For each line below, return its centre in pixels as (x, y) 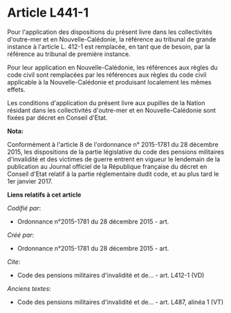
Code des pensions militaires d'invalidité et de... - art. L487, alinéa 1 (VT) (120, 302)
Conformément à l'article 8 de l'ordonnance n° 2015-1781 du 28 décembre (113, 144)
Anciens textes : (29, 288)
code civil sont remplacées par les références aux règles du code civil (107, 75)
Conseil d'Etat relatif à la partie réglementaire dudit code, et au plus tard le (113, 174)
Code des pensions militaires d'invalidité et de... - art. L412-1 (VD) (111, 275)
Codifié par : (24, 208)
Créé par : (21, 235)
